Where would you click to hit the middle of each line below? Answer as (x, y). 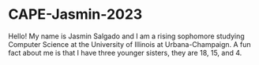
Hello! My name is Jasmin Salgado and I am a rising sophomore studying (126, 36)
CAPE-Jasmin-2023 (75, 14)
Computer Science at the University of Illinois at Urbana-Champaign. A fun (129, 44)
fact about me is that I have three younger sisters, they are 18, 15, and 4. (125, 52)
